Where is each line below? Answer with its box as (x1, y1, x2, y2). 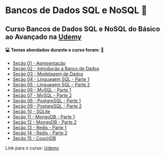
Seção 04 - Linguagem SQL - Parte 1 (12, 76, 90, 82)
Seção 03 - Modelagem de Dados (12, 71, 84, 77)
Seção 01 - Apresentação (12, 60, 66, 66)
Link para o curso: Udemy (5, 145, 59, 151)
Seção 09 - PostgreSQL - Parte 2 (12, 103, 82, 109)
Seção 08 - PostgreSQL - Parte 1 (12, 97, 81, 103)
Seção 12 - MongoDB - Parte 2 (12, 119, 77, 125)
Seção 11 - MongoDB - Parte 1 (12, 114, 75, 120)
